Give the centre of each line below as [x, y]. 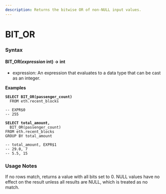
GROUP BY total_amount [29, 136]
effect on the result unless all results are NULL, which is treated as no [77, 182]
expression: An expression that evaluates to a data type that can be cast [86, 73]
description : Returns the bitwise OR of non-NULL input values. [73, 10]
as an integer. [26, 78]
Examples [16, 88]
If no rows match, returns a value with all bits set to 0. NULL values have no [83, 177]
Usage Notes [21, 166]
